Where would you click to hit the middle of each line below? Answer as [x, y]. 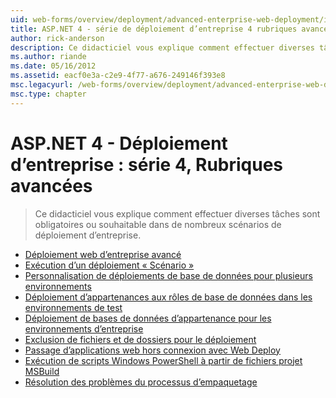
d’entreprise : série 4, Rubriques [147, 164]
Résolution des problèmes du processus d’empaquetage [141, 382]
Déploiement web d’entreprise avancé [103, 254]
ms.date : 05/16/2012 [53, 66]
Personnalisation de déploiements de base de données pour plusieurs [168, 275]
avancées [51, 185]
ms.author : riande [48, 57]
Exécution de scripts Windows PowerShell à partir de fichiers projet [163, 360]
